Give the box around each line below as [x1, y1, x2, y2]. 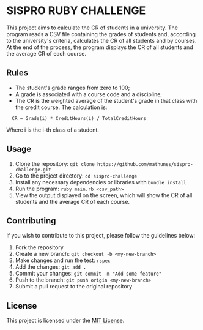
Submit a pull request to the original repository [15, 283, 133, 290]
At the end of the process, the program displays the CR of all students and [6, 43, 194, 51]
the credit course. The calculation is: [15, 103, 108, 111]
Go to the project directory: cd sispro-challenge [15, 172, 138, 179]
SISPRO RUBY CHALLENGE [6, 4, 146, 18]
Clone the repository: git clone [15, 160, 95, 167]
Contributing [6, 216, 56, 226]
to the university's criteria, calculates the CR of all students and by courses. [6, 37, 197, 44]
